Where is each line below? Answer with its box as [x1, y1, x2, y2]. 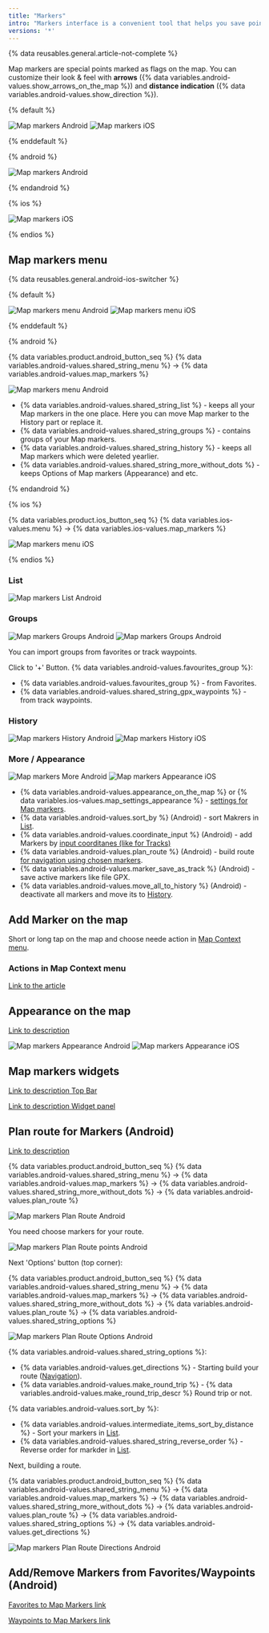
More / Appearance [8, 754, 86, 764]
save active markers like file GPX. [19, 873, 130, 882]
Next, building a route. [8, 1460, 82, 1470]
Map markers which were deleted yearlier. [19, 451, 159, 462]
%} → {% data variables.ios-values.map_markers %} [51, 523, 227, 534]
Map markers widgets [8, 1065, 120, 1078]
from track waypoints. [19, 695, 93, 705]
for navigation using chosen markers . [19, 856, 143, 865]
